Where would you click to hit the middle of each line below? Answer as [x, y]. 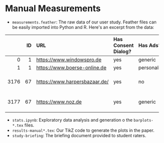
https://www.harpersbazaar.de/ [72, 82]
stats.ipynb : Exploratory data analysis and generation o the [72, 120]
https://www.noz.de [59, 102]
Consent [124, 45]
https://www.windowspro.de [69, 60]
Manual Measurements [53, 9]
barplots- [143, 120]
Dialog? [123, 51]
